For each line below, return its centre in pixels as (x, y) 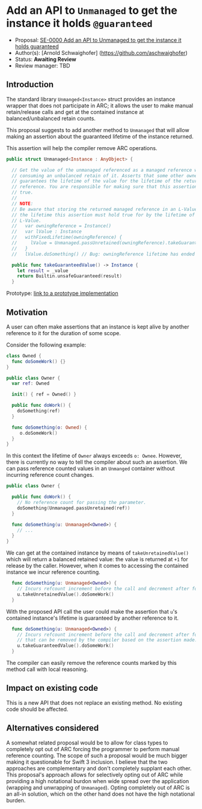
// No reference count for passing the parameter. (82, 503)
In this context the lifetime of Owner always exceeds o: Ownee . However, (94, 456)
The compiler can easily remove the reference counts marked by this (92, 663)
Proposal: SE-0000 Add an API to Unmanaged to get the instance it (98, 40)
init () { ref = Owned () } (44, 395)
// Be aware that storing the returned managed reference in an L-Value (105, 209)
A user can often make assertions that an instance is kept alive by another (98, 327)
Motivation (27, 312)
